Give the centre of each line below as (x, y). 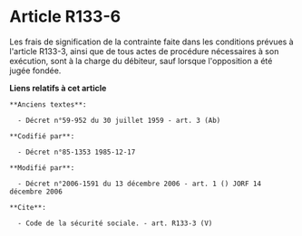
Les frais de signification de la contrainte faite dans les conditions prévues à (151, 42)
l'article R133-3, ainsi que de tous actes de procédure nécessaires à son (144, 51)
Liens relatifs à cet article (58, 88)
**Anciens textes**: (49, 104)
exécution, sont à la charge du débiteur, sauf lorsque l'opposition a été (141, 61)
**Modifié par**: (42, 168)
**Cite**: (28, 207)
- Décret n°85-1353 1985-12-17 (77, 152)
